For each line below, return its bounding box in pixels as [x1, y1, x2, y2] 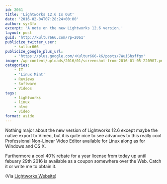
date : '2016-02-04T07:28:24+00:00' [5, 16, 79, 21]
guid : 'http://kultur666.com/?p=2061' [5, 35, 85, 40]
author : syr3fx [5, 21, 37, 26]
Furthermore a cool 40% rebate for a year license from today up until [5, 153, 147, 159]
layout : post [5, 30, 32, 35]
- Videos [14, 86, 32, 91]
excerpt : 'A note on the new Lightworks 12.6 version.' [5, 26, 123, 31]
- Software [14, 81, 37, 86]
